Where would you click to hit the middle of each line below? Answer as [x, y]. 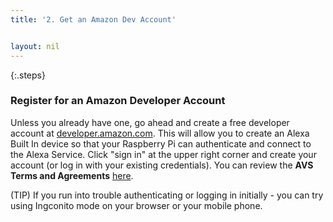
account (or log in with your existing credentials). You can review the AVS [162, 165]
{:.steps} [28, 75]
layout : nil [35, 46]
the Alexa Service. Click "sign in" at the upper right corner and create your [163, 154]
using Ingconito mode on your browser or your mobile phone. [136, 205]
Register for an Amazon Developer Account [118, 101]
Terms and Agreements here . [72, 175]
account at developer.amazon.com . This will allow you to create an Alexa [160, 133]
